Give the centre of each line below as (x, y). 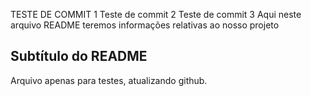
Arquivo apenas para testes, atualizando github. (109, 80)
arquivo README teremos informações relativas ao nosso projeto (145, 25)
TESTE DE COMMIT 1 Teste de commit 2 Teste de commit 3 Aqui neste (156, 14)
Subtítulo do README (79, 56)
